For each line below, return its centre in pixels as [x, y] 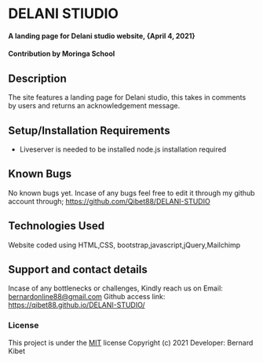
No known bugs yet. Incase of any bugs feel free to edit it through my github [131, 192]
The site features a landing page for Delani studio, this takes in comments [127, 97]
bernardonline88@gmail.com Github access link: [87, 297]
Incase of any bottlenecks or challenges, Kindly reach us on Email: [116, 288]
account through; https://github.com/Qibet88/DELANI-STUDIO [109, 201]
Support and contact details [78, 270]
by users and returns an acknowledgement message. [94, 106]
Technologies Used [56, 226]
